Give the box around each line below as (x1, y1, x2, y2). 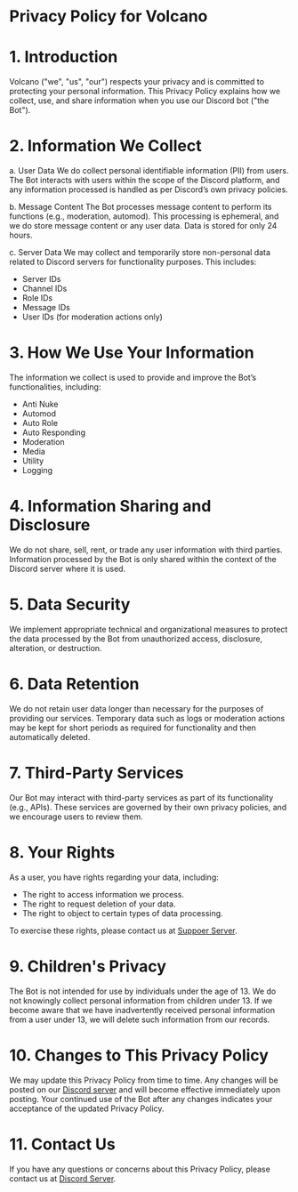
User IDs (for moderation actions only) (21, 311, 163, 322)
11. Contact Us (9, 1134, 116, 1154)
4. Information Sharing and (9, 496, 212, 517)
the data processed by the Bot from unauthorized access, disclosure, (9, 633, 263, 644)
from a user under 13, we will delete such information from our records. (9, 1014, 270, 1025)
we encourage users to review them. (9, 811, 144, 822)
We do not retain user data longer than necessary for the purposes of (9, 703, 264, 713)
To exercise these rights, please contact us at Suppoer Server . (9, 925, 238, 936)
